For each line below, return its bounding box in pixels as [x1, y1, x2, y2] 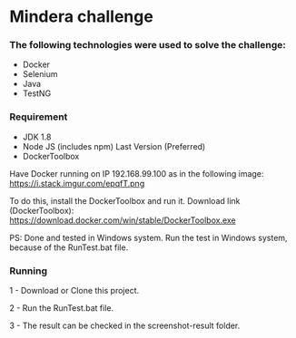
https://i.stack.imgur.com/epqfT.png [9, 178, 145, 188]
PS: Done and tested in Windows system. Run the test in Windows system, [9, 232, 288, 243]
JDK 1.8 [22, 131, 52, 142]
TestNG [22, 88, 52, 99]
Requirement [9, 111, 68, 123]
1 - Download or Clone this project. [9, 285, 140, 296]
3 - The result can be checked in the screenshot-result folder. [9, 320, 241, 332]
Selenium [22, 69, 58, 80]
